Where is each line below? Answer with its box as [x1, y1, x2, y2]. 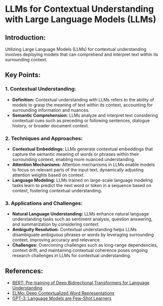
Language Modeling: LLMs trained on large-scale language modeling [12, 177, 153, 183]
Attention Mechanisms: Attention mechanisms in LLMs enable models [12, 162, 155, 167]
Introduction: [5, 33, 46, 42]
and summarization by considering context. [12, 221, 100, 227]
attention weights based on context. [12, 172, 85, 178]
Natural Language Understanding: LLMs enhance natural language [12, 211, 149, 217]
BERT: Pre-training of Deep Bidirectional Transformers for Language [12, 280, 150, 286]
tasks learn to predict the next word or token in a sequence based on [12, 182, 152, 188]
